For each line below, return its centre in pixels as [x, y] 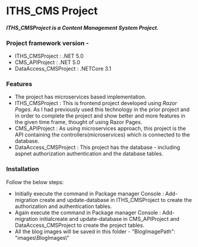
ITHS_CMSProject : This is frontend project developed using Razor [96, 103]
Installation [23, 169]
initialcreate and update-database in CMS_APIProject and [109, 218]
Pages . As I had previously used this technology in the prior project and [102, 110]
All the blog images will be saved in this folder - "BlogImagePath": [95, 231]
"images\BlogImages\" [42, 237]
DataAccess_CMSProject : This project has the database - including [98, 147]
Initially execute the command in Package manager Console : [89, 194]
